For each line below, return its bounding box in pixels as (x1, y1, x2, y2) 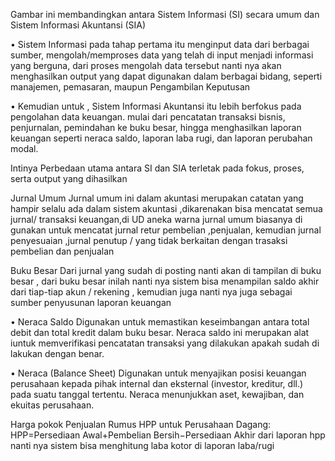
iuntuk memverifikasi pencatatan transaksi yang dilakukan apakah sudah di (10, 337, 320, 349)
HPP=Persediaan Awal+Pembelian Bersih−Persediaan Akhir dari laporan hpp (10, 429, 326, 441)
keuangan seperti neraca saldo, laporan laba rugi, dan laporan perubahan (10, 132, 313, 144)
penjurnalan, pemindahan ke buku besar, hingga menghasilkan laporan (10, 122, 302, 133)
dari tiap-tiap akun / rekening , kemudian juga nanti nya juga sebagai (10, 286, 293, 298)
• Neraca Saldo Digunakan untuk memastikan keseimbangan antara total (10, 316, 310, 328)
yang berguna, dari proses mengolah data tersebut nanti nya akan (10, 60, 282, 71)
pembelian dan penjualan (10, 245, 115, 257)
